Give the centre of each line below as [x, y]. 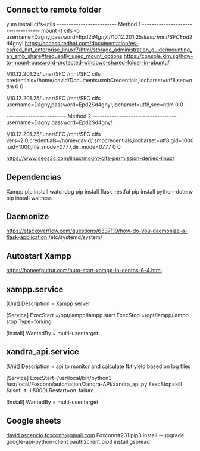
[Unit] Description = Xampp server [48, 303]
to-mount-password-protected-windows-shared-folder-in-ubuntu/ [88, 62]
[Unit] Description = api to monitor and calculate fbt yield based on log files [99, 366]
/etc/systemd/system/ [76, 237]
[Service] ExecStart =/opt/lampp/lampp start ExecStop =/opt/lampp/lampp [98, 315]
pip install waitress [29, 198]
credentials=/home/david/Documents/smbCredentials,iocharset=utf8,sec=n [99, 80]
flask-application [27, 237]
